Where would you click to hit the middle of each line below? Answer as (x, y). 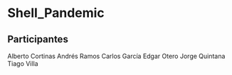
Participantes (38, 39)
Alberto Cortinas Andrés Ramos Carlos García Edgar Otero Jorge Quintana (116, 56)
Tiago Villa (23, 64)
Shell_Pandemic (56, 13)
